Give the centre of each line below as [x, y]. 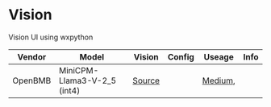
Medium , [219, 80]
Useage [219, 56]
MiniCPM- [79, 70]
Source [146, 80]
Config [181, 56]
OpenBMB [32, 80]
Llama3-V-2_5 [88, 80]
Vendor [32, 56]
